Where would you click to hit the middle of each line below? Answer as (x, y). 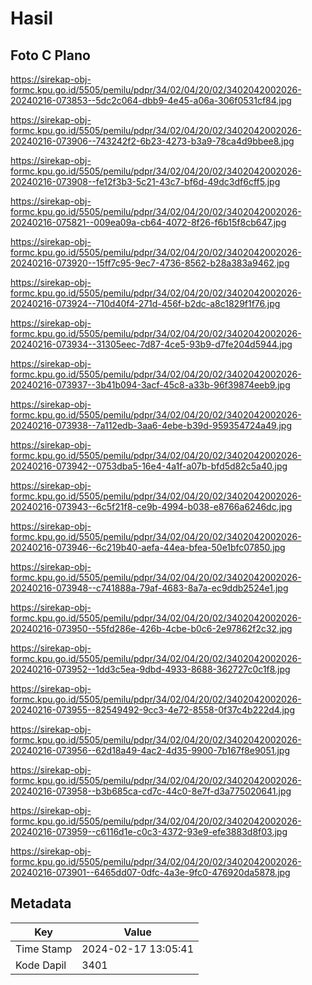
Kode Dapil (41, 965)
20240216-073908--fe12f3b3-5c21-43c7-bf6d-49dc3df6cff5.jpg (145, 181)
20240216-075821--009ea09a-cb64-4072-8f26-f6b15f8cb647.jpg (148, 222)
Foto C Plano (50, 55)
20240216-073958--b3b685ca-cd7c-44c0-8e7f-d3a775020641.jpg (151, 791)
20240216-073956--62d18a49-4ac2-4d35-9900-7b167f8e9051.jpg (150, 750)
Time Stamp (44, 949)
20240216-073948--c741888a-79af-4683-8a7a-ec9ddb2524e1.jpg (149, 588)
